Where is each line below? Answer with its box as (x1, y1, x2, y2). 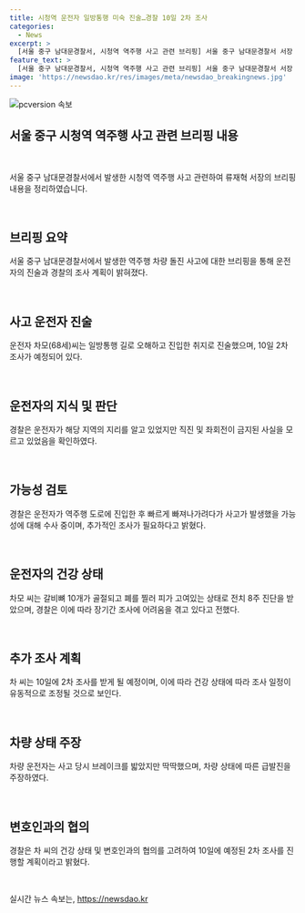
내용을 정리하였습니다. (9, 183, 88, 194)
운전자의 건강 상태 (9, 567, 104, 582)
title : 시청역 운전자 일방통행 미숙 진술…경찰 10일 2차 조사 (9, 13, 208, 23)
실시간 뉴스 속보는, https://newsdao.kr (9, 894, 148, 905)
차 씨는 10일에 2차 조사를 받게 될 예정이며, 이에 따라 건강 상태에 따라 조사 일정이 (9, 676, 291, 688)
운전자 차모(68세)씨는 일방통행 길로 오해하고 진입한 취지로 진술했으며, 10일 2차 (9, 340, 289, 351)
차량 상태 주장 (9, 734, 82, 750)
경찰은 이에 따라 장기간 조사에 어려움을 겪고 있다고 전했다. (36, 603, 240, 615)
